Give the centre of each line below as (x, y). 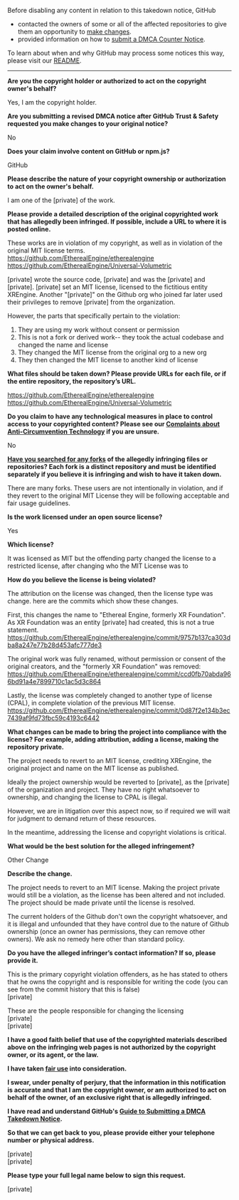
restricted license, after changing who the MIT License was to (98, 566)
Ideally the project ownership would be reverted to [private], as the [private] (118, 782)
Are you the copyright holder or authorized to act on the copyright (107, 81)
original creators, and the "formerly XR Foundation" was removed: (104, 666)
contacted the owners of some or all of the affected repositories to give (122, 24)
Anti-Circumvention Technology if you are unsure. (84, 431)
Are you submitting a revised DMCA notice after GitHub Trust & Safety (113, 116)
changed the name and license (63, 345)
